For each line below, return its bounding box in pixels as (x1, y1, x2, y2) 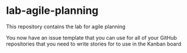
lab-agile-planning (6, 4, 99, 17)
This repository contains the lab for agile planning (6, 23, 126, 30)
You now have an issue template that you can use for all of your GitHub (6, 34, 177, 41)
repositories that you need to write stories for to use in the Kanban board (6, 40, 182, 47)
